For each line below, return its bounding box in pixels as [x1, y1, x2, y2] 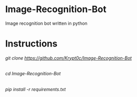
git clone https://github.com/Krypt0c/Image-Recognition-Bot [5, 55, 132, 61]
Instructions [5, 38, 58, 50]
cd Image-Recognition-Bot [5, 71, 61, 77]
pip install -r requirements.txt [5, 86, 66, 92]
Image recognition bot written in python [5, 20, 87, 26]
